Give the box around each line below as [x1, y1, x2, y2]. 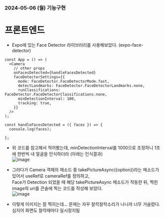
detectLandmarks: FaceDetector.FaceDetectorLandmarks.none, [17, 83, 145, 88]
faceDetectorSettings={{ [13, 74, 65, 79]
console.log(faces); [9, 127, 52, 132]
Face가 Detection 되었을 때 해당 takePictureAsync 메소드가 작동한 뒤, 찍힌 [11, 179, 158, 185]
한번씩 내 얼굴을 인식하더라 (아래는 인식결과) [17, 150, 103, 157]
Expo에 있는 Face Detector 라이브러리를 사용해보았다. [11, 42, 118, 48]
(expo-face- [118, 42, 144, 48]
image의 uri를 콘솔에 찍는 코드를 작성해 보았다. [11, 185, 103, 191]
